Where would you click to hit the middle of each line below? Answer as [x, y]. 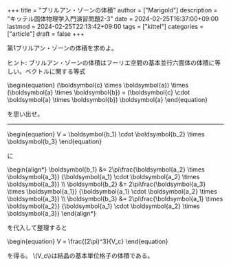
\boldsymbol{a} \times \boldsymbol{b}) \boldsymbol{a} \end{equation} [108, 100]
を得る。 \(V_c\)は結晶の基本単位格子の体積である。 [80, 256]
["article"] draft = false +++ [46, 34]
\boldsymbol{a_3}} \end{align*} [52, 213]
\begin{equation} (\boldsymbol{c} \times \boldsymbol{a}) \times [98, 85]
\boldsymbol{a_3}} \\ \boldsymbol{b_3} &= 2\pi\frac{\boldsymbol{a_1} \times [115, 199]
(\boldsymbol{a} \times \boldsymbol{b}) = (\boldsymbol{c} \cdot [99, 92]
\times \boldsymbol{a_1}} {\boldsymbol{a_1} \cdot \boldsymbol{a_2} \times [112, 191]
